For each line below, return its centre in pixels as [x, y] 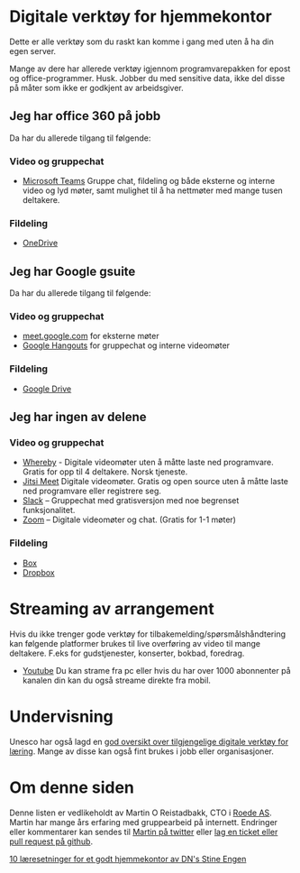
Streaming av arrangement [112, 608]
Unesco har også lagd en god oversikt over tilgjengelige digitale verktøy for [149, 741]
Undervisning [62, 717]
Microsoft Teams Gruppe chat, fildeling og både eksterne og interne [149, 181]
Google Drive [47, 389]
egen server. [33, 51]
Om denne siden [72, 787]
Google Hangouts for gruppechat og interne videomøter [126, 345]
